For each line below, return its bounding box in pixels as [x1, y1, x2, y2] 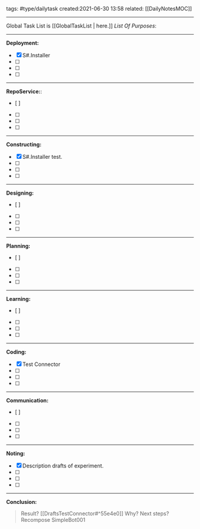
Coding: [6, 349, 27, 355]
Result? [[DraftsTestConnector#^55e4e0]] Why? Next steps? [20, 510, 170, 517]
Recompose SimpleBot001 [20, 516, 86, 523]
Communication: [6, 397, 49, 404]
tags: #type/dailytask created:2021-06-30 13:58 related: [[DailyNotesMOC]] [6, 5, 192, 12]
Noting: [6, 450, 26, 457]
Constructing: [6, 141, 42, 148]
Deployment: [6, 39, 39, 47]
